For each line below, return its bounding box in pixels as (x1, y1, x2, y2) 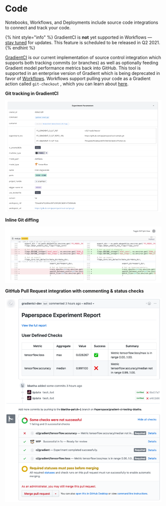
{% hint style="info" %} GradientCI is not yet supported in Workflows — (5, 34, 152, 40)
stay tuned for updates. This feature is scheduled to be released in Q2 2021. (5, 39, 161, 45)
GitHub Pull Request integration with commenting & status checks (5, 288, 144, 294)
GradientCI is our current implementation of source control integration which (5, 54, 162, 60)
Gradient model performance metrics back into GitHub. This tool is (5, 65, 141, 71)
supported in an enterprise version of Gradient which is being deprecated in (5, 70, 160, 76)
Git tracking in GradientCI (5, 90, 58, 96)
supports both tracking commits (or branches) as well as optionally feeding (5, 60, 159, 65)
